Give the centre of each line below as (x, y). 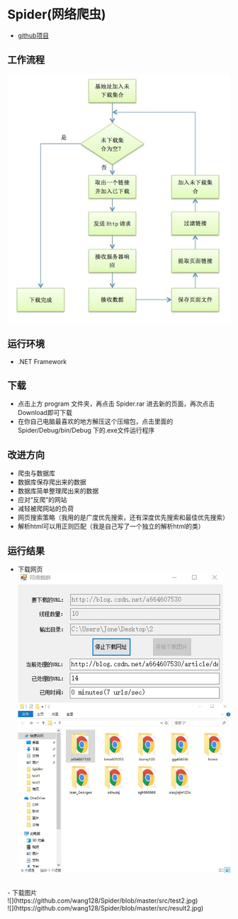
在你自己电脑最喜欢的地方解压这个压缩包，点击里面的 (95, 421)
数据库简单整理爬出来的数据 (58, 491)
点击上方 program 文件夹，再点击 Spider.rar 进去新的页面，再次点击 (116, 404)
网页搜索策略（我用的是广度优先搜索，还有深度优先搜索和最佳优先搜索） (123, 518)
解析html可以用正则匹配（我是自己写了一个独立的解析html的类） (111, 526)
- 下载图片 (22, 893)
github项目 (33, 35)
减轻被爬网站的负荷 (46, 509)
